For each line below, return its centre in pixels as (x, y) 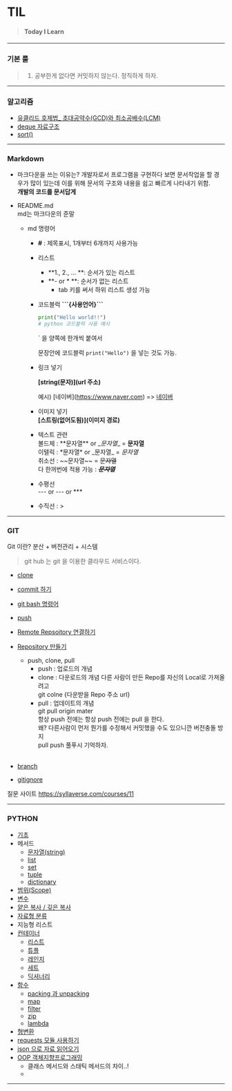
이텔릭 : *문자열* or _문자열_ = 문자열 (88, 452)
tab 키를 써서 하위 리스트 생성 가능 (104, 290)
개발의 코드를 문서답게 (47, 192)
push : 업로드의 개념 (65, 669)
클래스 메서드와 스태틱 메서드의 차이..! (78, 1066)
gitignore (30, 780)
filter (34, 1008)
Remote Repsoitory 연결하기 (56, 632)
